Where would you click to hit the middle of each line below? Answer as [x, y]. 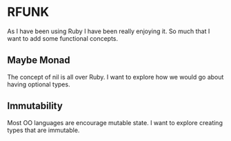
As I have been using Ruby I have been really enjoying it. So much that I [109, 31]
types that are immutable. [43, 130]
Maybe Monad [39, 60]
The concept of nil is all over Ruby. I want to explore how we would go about [115, 77]
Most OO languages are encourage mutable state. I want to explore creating [115, 122]
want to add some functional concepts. [63, 38]
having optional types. [39, 84]
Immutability [35, 106]
